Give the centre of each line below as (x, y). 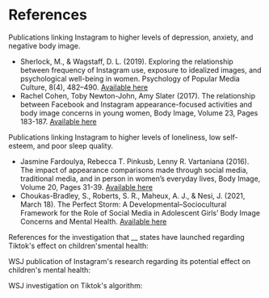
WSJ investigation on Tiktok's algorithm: (76, 285)
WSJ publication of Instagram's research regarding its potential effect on (129, 261)
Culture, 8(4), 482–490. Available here (84, 87)
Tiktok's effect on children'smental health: (79, 246)
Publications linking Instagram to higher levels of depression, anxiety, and (131, 37)
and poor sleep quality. (75, 145)
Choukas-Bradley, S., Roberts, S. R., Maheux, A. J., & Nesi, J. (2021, (132, 195)
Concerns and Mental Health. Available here (93, 221)
